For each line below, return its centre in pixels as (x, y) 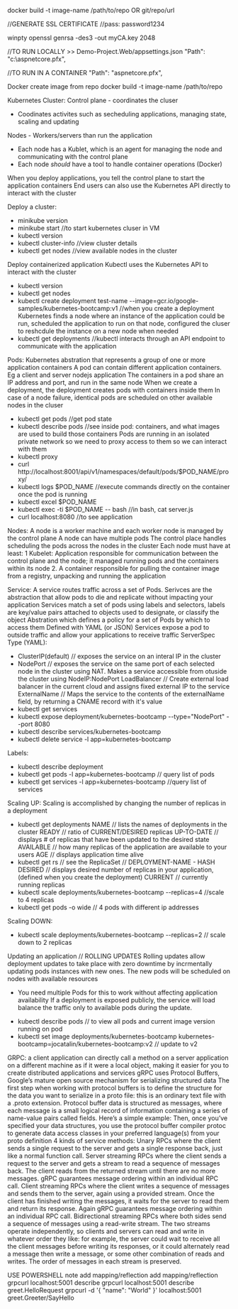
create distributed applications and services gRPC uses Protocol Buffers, (114, 1073)
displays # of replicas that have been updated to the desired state (113, 839)
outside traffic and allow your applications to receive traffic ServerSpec (111, 635)
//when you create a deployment (167, 308)
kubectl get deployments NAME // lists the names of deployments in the (123, 824)
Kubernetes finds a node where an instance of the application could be (121, 316)
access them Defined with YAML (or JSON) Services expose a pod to (108, 627)
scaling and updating (48, 121)
